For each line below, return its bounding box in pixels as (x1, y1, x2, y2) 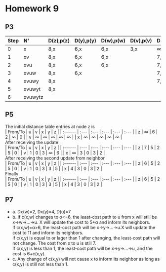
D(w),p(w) (101, 38, 125, 44)
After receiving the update (5, 139, 58, 145)
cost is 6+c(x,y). (12, 250, 46, 257)
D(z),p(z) (48, 38, 70, 44)
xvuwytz (23, 94, 43, 100)
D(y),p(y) (74, 38, 96, 44)
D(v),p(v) (130, 38, 152, 44)
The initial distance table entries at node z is (5, 123, 95, 129)
